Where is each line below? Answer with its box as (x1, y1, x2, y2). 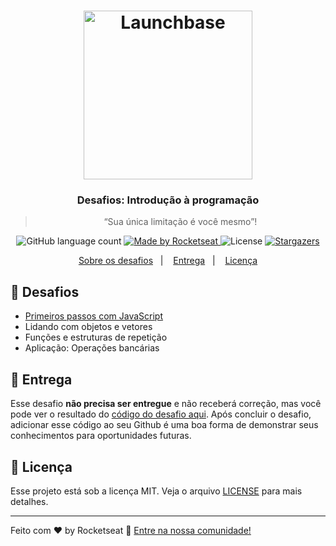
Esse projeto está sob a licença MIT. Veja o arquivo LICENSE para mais (10, 485, 303, 497)
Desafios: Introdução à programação (76, 193, 260, 207)
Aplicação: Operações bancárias (24, 342, 160, 354)
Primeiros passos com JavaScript (24, 310, 164, 322)
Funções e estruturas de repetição (24, 331, 168, 344)
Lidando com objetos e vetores (24, 321, 153, 333)
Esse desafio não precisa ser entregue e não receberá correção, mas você (10, 398, 322, 410)
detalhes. (10, 495, 49, 507)
